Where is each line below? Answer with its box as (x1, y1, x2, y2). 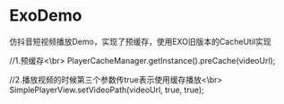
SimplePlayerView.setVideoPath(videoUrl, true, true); (9, 84, 204, 95)
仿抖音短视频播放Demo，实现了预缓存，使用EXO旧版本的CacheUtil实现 (9, 36, 271, 47)
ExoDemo (9, 5, 82, 26)
